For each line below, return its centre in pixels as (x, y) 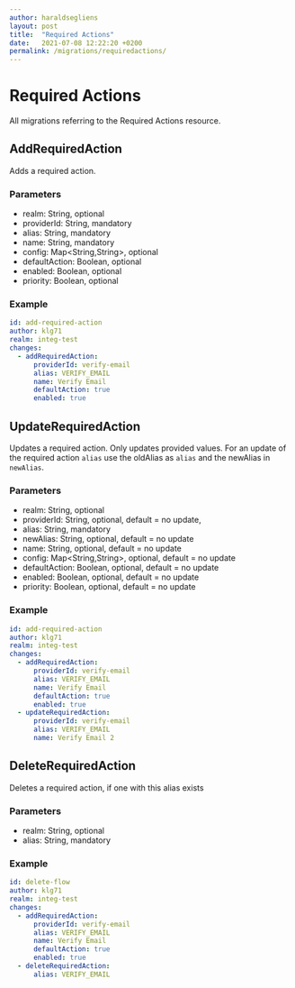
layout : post (34, 26)
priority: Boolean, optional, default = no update (109, 587)
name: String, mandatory (68, 242)
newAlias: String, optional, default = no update (108, 539)
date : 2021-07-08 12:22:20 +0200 (76, 43)
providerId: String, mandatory (77, 224)
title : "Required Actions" (62, 34)
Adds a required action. (53, 170)
